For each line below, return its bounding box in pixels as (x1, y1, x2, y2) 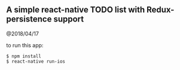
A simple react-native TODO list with (6, 5, 145, 15)
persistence (6, 14, 52, 25)
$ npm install (6, 53, 42, 59)
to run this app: (6, 41, 44, 48)
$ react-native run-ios (6, 58, 66, 65)
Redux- (146, 5, 175, 15)
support (53, 14, 84, 25)
